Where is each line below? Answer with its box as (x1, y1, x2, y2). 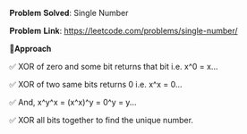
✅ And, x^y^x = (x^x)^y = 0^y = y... (9, 97, 137, 107)
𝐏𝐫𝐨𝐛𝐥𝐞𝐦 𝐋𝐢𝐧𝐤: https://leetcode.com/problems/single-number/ (9, 26, 239, 36)
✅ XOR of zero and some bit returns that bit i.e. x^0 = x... (9, 62, 218, 71)
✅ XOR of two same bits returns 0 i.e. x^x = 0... (9, 80, 183, 89)
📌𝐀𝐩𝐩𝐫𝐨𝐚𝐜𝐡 (9, 44, 52, 54)
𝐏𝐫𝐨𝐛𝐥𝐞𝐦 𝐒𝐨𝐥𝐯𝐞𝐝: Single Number (9, 8, 129, 18)
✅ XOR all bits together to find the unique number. (9, 115, 194, 125)
